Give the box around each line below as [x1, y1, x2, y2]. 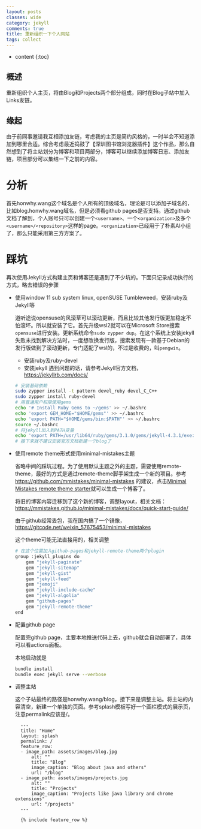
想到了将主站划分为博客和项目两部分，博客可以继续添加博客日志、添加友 [11, 147, 190, 155]
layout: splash [20, 733, 59, 739]
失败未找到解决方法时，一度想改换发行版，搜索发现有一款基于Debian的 [14, 336, 190, 343]
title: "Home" [20, 728, 56, 734]
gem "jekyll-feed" [26, 576, 72, 582]
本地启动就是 [14, 654, 47, 661]
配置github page [14, 621, 56, 628]
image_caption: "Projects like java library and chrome [31, 791, 173, 797]
